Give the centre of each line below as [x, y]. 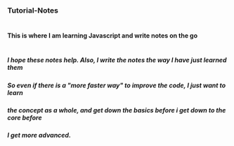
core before [25, 118]
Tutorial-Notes [33, 10]
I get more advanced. [39, 136]
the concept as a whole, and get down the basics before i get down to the [117, 110]
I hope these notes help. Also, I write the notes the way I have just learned [117, 60]
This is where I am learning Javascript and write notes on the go [103, 36]
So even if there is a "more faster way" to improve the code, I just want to [117, 85]
